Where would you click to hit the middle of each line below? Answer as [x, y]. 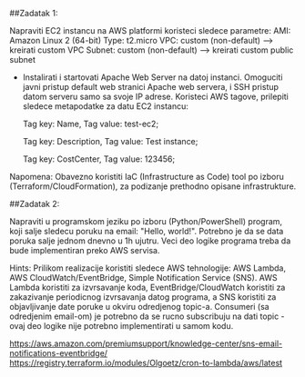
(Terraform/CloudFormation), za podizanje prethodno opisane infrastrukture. [153, 186]
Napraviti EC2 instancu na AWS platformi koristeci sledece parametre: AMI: [150, 30]
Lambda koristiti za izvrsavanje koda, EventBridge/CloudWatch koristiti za [147, 287]
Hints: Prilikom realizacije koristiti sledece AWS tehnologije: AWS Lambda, [148, 268]
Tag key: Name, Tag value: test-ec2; [91, 124]
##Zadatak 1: [34, 13]
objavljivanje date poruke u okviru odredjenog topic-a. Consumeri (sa [140, 307]
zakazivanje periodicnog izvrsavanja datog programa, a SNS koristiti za [143, 297]
